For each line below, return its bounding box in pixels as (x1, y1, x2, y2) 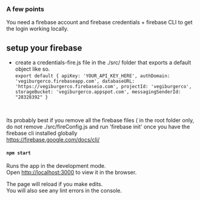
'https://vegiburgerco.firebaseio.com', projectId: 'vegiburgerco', (15, 84, 192, 90)
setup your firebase (6, 43, 82, 53)
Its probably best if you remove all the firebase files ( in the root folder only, (6, 117, 195, 124)
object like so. (15, 66, 50, 73)
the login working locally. (6, 25, 68, 32)
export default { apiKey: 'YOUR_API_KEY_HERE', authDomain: (15, 73, 170, 79)
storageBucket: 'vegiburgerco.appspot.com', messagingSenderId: (15, 89, 181, 95)
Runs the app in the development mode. (6, 162, 106, 170)
